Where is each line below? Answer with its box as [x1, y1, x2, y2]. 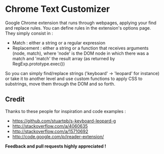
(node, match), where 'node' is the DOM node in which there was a [12, 50, 149, 56]
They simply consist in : [5, 30, 53, 36]
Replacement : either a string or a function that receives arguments [12, 45, 149, 51]
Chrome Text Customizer [5, 3, 110, 15]
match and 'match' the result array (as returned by [12, 55, 115, 61]
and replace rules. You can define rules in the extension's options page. [5, 25, 152, 31]
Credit [5, 95, 25, 104]
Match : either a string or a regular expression [12, 39, 106, 45]
